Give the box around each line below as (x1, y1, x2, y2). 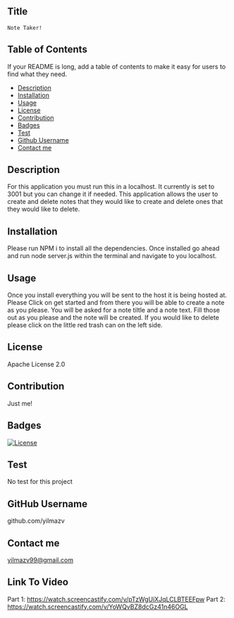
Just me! (7, 399, 33, 408)
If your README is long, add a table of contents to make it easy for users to (7, 62, 226, 71)
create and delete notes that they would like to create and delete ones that (7, 198, 223, 206)
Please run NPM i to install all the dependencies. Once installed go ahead (7, 244, 220, 253)
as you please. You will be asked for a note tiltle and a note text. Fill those (7, 306, 221, 315)
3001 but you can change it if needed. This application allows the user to (7, 190, 218, 198)
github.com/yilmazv (7, 516, 65, 525)
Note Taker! (7, 24, 42, 31)
